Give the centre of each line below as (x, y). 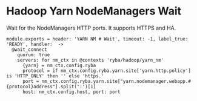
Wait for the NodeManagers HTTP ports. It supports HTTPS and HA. (91, 28)
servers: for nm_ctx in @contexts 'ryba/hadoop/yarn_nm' (91, 60)
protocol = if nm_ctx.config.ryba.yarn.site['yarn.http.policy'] (106, 71)
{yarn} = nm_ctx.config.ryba (59, 65)
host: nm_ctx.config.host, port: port (71, 92)
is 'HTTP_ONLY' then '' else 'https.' (55, 76)
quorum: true (34, 55)
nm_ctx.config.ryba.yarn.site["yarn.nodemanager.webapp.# (116, 81)
